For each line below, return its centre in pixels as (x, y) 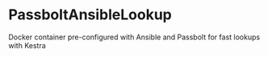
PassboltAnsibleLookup (90, 15)
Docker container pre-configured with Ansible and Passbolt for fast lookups (134, 37)
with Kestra (27, 45)
